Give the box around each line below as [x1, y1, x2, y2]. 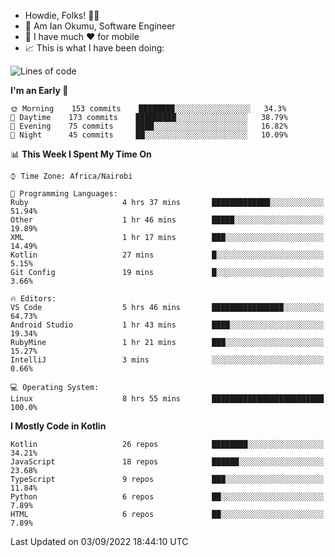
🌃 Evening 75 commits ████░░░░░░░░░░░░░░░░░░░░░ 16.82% [10, 121, 288, 131]
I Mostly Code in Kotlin [10, 420, 107, 432]
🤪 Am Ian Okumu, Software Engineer [24, 20, 176, 32]
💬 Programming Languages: [10, 189, 118, 199]
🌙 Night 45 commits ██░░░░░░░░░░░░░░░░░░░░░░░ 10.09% [10, 130, 288, 140]
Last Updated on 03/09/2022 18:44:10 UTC [10, 536, 189, 547]
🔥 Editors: [10, 294, 57, 304]
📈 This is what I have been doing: [24, 42, 165, 54]
